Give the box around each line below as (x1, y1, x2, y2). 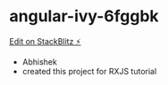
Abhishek (21, 56, 58, 67)
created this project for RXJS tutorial (21, 66, 157, 76)
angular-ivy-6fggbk (9, 6, 159, 27)
